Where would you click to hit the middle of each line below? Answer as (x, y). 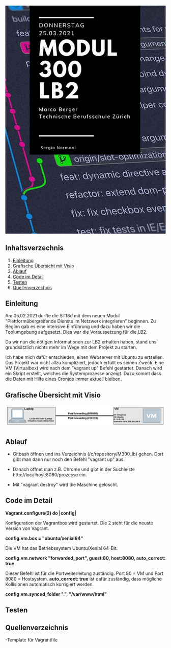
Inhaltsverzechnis (34, 248)
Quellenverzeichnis (37, 627)
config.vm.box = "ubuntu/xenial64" (44, 538)
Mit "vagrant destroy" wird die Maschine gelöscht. (65, 484)
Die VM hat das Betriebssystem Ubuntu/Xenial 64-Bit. (62, 548)
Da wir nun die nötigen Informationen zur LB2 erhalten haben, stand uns (81, 342)
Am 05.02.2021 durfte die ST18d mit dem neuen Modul (63, 316)
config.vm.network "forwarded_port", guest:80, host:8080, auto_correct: (85, 558)
